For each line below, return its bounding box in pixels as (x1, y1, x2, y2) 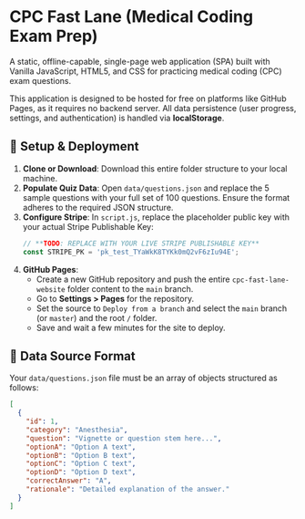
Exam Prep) (9, 26, 98, 47)
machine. (22, 172, 58, 183)
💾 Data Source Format (9, 348, 137, 364)
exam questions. (9, 75, 72, 86)
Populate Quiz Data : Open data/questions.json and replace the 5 (22, 182, 270, 193)
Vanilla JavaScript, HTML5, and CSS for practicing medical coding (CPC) (9, 66, 282, 77)
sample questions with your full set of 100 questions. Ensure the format (22, 192, 290, 202)
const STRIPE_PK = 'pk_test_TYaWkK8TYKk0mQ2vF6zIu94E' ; (22, 247, 239, 256)
